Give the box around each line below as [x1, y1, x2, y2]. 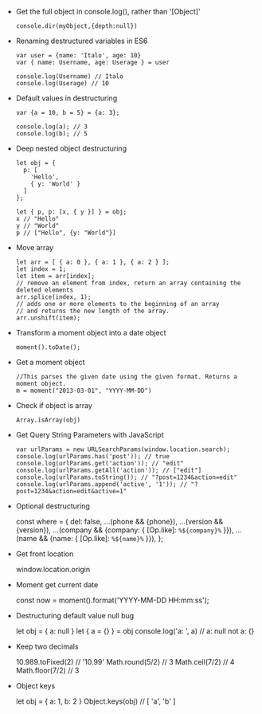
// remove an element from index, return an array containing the [15, 279, 241, 287]
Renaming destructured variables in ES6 [15, 36, 148, 45]
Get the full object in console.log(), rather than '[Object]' [15, 7, 201, 16]
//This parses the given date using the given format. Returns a [15, 373, 237, 381]
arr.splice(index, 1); [15, 293, 92, 301]
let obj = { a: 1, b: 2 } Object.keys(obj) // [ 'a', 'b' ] [15, 696, 176, 706]
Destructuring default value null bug [15, 611, 135, 620]
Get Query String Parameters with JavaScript [15, 430, 164, 439]
